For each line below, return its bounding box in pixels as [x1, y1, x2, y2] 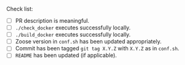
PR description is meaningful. [15, 17, 90, 24]
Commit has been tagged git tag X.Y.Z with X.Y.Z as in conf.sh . [15, 45, 179, 52]
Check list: [6, 6, 34, 12]
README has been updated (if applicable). [15, 52, 118, 59]
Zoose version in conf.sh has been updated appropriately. [15, 38, 162, 45]
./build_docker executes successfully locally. [15, 31, 131, 39]
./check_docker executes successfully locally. [15, 24, 131, 31]
